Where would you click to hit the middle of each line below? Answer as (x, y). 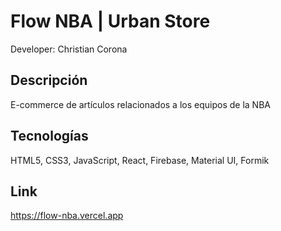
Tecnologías (49, 136)
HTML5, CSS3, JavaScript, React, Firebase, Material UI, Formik (140, 160)
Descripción (49, 80)
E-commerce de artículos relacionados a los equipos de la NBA (140, 104)
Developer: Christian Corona (69, 49)
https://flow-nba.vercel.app (67, 216)
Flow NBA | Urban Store (110, 21)
